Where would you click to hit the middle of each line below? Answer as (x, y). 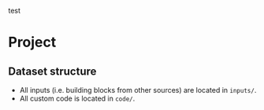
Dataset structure (52, 71)
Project (32, 42)
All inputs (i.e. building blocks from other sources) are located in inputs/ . (138, 90)
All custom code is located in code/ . (77, 98)
